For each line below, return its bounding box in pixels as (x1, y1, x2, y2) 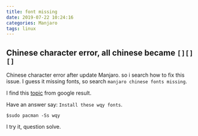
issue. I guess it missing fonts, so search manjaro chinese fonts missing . (6, 78, 187, 85)
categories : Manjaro (6, 20, 58, 26)
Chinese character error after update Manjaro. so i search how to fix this (6, 71, 185, 78)
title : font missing (6, 8, 58, 15)
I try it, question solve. (6, 123, 61, 131)
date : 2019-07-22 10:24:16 (6, 14, 74, 20)
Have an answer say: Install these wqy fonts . (6, 101, 123, 108)
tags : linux (6, 25, 36, 32)
